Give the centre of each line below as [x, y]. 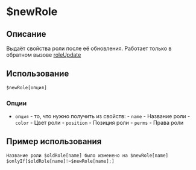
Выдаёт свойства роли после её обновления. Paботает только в [89, 48]
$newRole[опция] [27, 87]
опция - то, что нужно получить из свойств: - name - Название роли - [103, 116]
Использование [38, 74]
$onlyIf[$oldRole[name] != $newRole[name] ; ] [60, 161]
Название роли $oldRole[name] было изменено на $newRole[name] [87, 156]
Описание [26, 34]
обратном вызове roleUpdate [44, 55]
